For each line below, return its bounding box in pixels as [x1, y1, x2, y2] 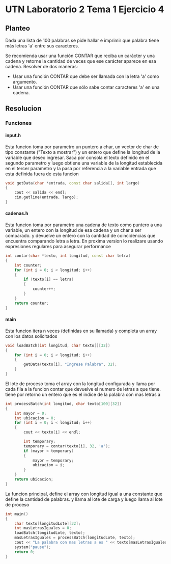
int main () [5, 511, 28, 517]
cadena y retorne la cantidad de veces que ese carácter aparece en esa [5, 58, 156, 64]
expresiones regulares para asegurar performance [5, 244, 111, 250]
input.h [5, 132, 21, 138]
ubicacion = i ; [32, 463, 65, 468]
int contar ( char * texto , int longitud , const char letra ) [5, 253, 131, 258]
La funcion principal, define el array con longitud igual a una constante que [5, 491, 163, 497]
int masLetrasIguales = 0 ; [14, 526, 72, 531]
